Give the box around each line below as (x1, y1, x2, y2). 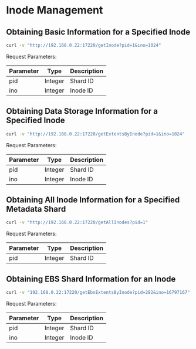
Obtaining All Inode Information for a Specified (6, 195, 180, 205)
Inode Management (6, 4, 103, 17)
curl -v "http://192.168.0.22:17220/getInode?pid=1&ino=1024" (6, 42, 161, 48)
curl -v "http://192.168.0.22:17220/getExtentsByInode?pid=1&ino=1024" (6, 131, 185, 137)
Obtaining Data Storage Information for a (6, 106, 158, 116)
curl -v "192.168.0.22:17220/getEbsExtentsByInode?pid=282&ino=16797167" (6, 290, 191, 296)
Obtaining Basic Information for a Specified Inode (6, 27, 191, 37)
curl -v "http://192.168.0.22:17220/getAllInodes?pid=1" (6, 219, 148, 226)
